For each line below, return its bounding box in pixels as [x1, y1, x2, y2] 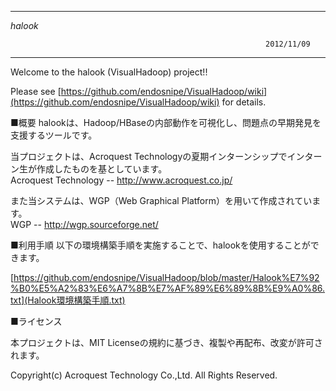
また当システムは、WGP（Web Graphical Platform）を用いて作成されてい [10, 195, 313, 206]
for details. [221, 96, 267, 108]
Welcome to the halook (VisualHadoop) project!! [10, 66, 208, 78]
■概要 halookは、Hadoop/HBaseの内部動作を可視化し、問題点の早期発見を [10, 117, 322, 128]
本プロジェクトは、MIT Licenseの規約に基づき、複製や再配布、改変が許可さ [10, 337, 323, 348]
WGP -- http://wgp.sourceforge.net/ [10, 219, 159, 230]
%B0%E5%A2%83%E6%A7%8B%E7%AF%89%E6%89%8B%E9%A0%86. [10, 282, 326, 294]
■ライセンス [10, 316, 63, 327]
